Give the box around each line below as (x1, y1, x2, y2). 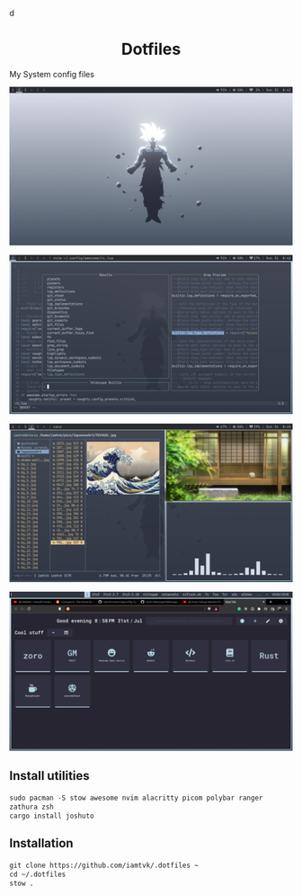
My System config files (9, 68, 94, 79)
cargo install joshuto (9, 811, 94, 820)
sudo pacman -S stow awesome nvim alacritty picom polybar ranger (9, 793, 263, 802)
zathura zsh (9, 802, 54, 811)
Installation (9, 836, 74, 851)
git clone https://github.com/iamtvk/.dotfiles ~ (9, 861, 200, 870)
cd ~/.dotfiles (9, 870, 67, 879)
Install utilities (9, 768, 90, 783)
